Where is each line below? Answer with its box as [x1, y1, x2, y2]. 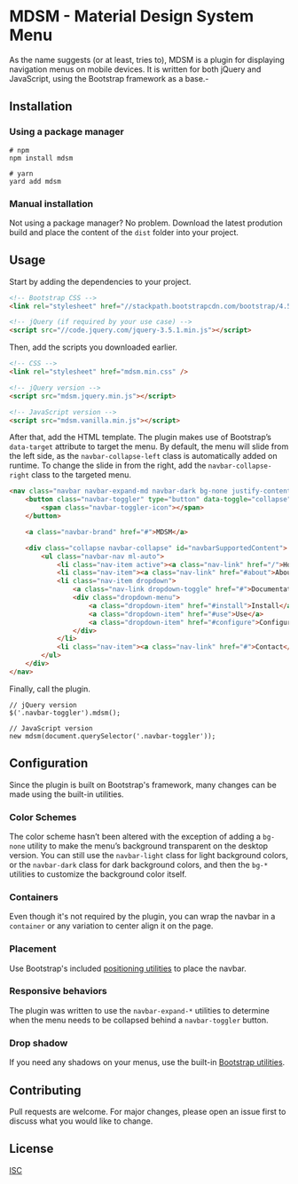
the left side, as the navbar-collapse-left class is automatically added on [9, 451, 278, 462]
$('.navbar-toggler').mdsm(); [9, 708, 122, 717]
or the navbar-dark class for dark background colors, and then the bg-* [9, 859, 269, 870]
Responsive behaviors [9, 985, 108, 998]
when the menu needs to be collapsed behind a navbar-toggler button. [9, 1014, 269, 1025]
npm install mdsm [9, 154, 74, 162]
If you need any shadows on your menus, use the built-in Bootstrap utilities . [9, 1057, 286, 1068]
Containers [9, 890, 59, 903]
